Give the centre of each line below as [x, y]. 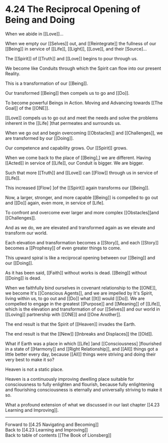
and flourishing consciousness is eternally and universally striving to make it [84, 389]
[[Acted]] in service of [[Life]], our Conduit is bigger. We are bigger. [74, 163]
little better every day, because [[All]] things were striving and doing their [80, 354]
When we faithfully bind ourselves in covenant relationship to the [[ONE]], [81, 287]
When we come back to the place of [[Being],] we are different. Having [78, 158]
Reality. [13, 73]
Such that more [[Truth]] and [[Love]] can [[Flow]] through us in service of [82, 173]
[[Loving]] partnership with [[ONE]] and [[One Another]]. [63, 314]
